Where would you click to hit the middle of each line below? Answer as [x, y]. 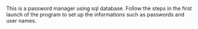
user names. [21, 21]
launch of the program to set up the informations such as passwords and [95, 14]
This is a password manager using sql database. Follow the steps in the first [99, 8]
